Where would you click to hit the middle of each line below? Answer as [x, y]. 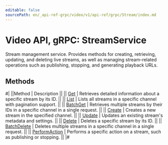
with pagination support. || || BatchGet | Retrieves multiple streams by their [84, 105]
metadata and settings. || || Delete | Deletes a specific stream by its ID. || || [84, 121]
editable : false [22, 10]
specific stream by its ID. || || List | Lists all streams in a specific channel [81, 99]
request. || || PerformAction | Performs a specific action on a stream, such [83, 132]
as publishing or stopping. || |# [38, 137]
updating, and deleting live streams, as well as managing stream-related [81, 60]
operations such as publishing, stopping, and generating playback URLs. [82, 65]
